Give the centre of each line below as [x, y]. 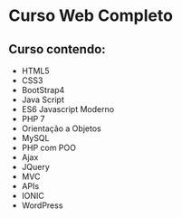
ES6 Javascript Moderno [68, 109]
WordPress [42, 205]
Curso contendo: [57, 49]
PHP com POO [48, 147]
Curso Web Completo [91, 16]
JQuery [36, 167]
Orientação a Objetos [61, 128]
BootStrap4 [43, 90]
